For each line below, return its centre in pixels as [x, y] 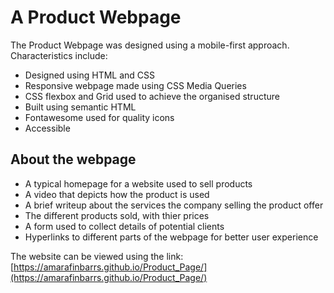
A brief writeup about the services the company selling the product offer [174, 205]
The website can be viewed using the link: [97, 256]
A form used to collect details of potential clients [124, 226]
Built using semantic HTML [80, 107]
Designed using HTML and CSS [90, 75]
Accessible [47, 128]
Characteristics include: [59, 55]
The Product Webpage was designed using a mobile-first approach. [150, 45]
